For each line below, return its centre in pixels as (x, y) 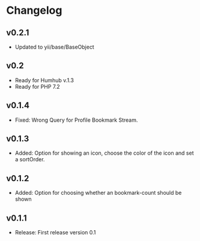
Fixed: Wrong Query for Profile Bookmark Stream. (76, 120)
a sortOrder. (30, 159)
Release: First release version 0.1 (55, 233)
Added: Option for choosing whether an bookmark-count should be (98, 193)
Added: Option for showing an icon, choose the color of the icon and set (104, 153)
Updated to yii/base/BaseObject (54, 47)
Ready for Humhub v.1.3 (44, 80)
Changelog (34, 10)
